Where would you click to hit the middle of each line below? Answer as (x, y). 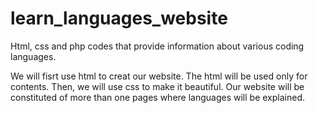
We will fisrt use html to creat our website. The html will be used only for (159, 76)
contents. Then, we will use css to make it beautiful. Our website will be (157, 86)
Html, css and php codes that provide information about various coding (157, 46)
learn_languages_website (119, 18)
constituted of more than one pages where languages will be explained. (157, 97)
